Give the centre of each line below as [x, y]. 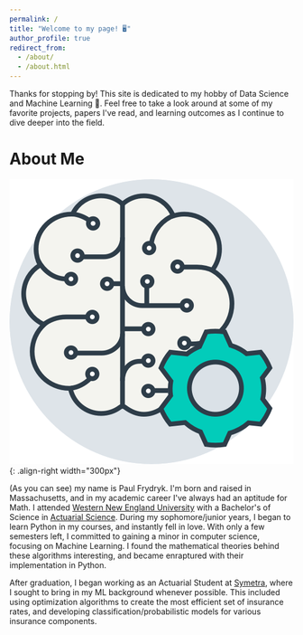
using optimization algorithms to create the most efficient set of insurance [147, 602]
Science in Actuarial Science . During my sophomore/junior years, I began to [150, 517]
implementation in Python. [58, 564]
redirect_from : [38, 48]
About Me [47, 159]
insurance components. [53, 621]
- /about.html [44, 67]
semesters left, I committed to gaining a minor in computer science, [134, 536]
